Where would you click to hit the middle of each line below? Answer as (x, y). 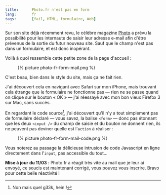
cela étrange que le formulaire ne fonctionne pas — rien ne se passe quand (82, 92)
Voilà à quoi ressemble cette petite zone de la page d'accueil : (68, 58)
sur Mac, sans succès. (28, 103)
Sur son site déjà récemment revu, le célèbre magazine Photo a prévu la (78, 33)
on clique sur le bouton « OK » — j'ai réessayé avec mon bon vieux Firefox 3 (83, 97)
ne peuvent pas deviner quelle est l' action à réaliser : (59, 129)
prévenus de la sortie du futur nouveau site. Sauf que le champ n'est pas (79, 43)
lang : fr (21, 14)
